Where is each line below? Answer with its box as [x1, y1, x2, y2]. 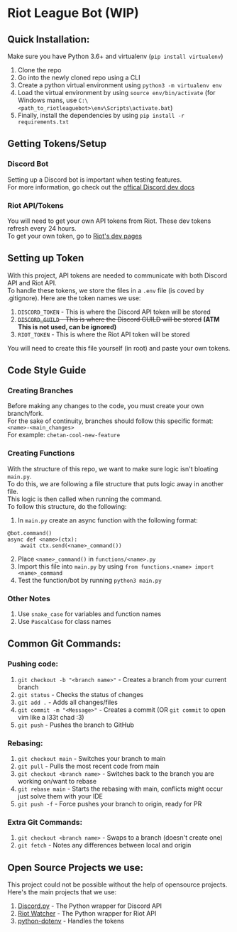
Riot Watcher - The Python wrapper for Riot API [17, 909, 157, 918]
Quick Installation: [7, 33, 90, 45]
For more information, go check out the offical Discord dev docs [7, 182, 195, 191]
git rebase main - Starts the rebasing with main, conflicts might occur [17, 784, 224, 793]
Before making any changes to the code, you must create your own [7, 402, 204, 410]
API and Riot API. [7, 278, 57, 287]
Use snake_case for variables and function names [17, 610, 162, 618]
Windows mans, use [17, 96, 77, 104]
